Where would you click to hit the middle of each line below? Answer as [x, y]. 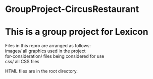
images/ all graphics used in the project [45, 51]
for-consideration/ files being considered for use [55, 56]
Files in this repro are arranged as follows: [48, 46]
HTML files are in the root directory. [42, 71]
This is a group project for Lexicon [77, 32]
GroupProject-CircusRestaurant [72, 9]
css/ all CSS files [22, 62]
